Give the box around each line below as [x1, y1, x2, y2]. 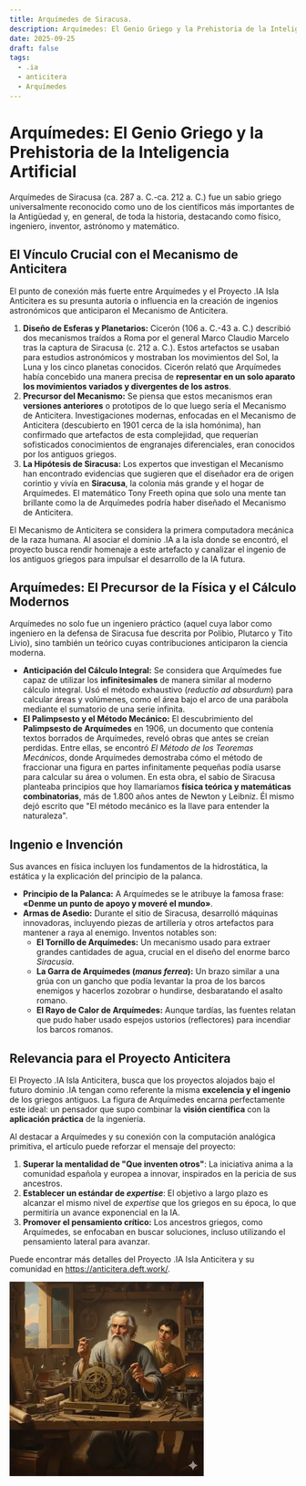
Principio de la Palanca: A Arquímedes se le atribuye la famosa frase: [22, 888, 284, 899]
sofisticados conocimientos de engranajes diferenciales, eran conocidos [22, 439, 296, 450]
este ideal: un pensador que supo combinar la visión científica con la [9, 1104, 270, 1115]
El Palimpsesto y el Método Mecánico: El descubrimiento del [22, 713, 253, 724]
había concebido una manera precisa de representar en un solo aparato [22, 370, 296, 382]
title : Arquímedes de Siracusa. [9, 15, 132, 24]
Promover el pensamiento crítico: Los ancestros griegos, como [22, 1216, 263, 1227]
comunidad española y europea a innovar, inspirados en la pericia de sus [22, 1168, 297, 1179]
